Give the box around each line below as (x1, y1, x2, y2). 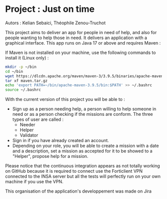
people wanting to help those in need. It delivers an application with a (5, 35, 148, 41)
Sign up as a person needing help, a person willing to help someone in (12, 106, 157, 112)
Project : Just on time (5, 3, 95, 15)
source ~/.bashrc (5, 88, 41, 93)
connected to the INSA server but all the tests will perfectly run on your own (5, 173, 161, 179)
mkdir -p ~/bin (5, 64, 37, 69)
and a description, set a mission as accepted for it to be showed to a (12, 148, 153, 154)
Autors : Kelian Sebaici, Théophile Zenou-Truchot (5, 20, 106, 26)
